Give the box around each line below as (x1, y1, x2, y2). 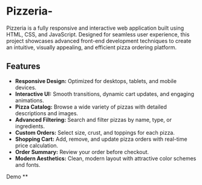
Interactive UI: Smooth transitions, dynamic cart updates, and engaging (15, 90, 195, 98)
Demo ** (6, 173, 28, 180)
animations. (15, 96, 44, 104)
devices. (15, 84, 37, 91)
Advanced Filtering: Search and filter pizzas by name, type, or (15, 116, 172, 123)
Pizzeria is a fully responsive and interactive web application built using (6, 24, 184, 32)
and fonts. (15, 161, 41, 168)
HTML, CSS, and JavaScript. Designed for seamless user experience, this (6, 30, 190, 38)
